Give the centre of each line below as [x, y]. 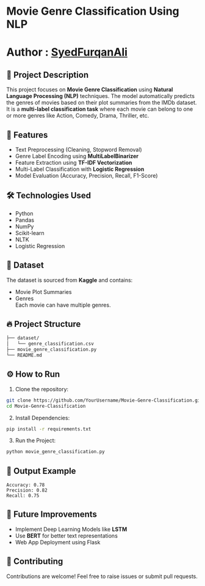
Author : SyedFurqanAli [67, 52]
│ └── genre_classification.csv [50, 344]
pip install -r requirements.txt [49, 429]
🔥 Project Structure [44, 324]
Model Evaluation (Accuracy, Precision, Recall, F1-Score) [86, 175]
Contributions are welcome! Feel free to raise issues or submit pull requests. [102, 576]
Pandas [25, 220]
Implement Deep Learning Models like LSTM [71, 529]
